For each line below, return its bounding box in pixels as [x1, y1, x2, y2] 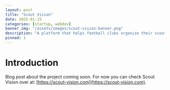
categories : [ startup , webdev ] [5, 21, 71, 27]
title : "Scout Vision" [5, 12, 53, 17]
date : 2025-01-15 [5, 17, 42, 22]
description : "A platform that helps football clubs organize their [5, 31, 153, 36]
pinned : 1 [5, 36, 26, 41]
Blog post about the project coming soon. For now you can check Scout [5, 73, 155, 79]
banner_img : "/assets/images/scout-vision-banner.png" [5, 26, 123, 31]
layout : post [5, 7, 33, 13]
